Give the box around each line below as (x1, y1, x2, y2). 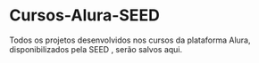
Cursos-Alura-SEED (9, 5, 161, 26)
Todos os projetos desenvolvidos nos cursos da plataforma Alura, (9, 35, 251, 45)
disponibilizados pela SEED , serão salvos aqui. (9, 43, 183, 54)
